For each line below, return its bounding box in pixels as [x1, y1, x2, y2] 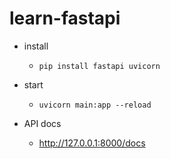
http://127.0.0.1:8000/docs [38, 137, 146, 149]
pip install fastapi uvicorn [38, 61, 161, 71]
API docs [23, 117, 62, 129]
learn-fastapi [9, 7, 121, 30]
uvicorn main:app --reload [38, 100, 152, 110]
